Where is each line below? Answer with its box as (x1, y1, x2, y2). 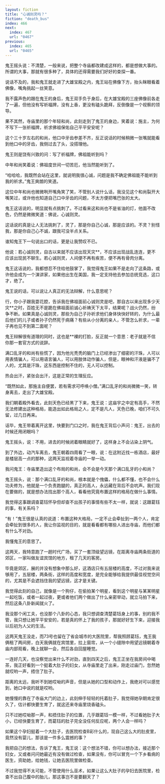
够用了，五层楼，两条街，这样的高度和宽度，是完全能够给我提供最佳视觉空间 (5, 571, 160, 577)
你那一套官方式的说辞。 (5, 340, 53, 345)
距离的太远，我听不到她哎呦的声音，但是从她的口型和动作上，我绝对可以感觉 (5, 679, 160, 684)
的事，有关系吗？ (5, 505, 40, 511)
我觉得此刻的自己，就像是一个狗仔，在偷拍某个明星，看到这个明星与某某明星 (5, 588, 160, 594)
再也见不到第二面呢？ (9, 323, 53, 329)
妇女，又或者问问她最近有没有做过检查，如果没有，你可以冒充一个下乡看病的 (5, 751, 160, 757)
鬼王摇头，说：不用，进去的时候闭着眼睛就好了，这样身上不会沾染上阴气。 (5, 439, 156, 444)
